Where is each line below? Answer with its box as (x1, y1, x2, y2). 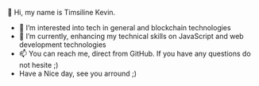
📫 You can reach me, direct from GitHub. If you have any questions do (18, 49, 251, 58)
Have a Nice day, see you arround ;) (18, 68, 137, 78)
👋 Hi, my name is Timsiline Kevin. (7, 8, 116, 17)
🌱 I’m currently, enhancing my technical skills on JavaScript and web (18, 32, 244, 41)
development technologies (18, 40, 106, 49)
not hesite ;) (18, 61, 59, 69)
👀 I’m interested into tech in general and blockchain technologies (18, 23, 231, 32)
